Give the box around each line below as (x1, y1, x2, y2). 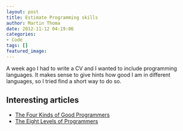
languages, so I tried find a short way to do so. (6, 77, 122, 85)
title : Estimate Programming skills (6, 14, 98, 21)
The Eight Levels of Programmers (14, 117, 98, 124)
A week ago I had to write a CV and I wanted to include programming (6, 65, 178, 72)
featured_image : (6, 48, 47, 54)
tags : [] (6, 43, 28, 49)
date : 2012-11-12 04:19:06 (6, 25, 74, 32)
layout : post (6, 8, 39, 15)
